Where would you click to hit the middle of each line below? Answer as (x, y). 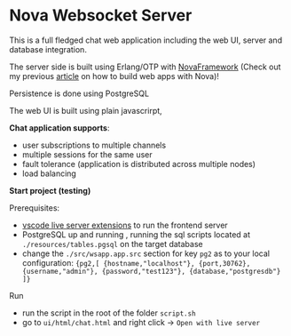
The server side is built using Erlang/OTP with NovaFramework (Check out (145, 67)
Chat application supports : (59, 128)
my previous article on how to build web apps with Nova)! (114, 76)
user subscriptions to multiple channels (94, 145)
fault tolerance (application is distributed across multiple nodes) (138, 164)
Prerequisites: (35, 208)
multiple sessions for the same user (87, 154)
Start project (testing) (50, 190)
